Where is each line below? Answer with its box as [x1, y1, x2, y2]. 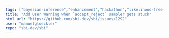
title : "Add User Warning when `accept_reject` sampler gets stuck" [5, 12, 152, 17]
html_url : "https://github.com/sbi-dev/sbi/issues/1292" [5, 16, 127, 21]
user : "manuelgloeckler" [5, 21, 57, 26]
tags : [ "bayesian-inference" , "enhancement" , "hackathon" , [5, 7, 127, 12]
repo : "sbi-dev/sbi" [5, 26, 49, 31]
